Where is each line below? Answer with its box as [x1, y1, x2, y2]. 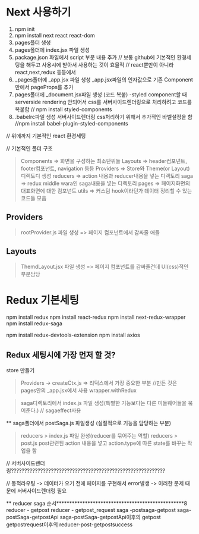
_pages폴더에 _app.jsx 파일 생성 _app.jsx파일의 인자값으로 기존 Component [14, 76, 193, 83]
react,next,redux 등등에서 [14, 68, 76, 76]
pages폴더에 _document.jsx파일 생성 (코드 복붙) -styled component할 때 [14, 90, 187, 98]
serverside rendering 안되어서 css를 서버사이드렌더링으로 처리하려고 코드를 [14, 98, 192, 105]
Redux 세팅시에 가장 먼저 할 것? [6, 350, 116, 360]
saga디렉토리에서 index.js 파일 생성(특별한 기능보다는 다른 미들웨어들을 [20, 400, 187, 407]
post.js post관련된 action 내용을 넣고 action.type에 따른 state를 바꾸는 [20, 439, 187, 447]
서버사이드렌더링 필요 [17, 487, 67, 494]
